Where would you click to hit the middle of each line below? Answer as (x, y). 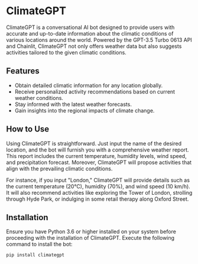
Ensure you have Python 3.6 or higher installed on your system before (91, 231)
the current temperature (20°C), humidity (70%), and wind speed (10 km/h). (98, 186)
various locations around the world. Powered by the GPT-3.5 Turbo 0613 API (99, 40)
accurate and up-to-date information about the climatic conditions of (90, 33)
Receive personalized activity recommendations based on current (95, 91)
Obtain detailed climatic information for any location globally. (89, 85)
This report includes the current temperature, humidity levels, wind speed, (97, 156)
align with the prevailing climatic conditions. (59, 168)
